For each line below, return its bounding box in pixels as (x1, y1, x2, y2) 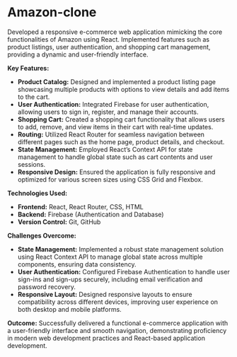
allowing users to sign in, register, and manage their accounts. (17, 107, 200, 116)
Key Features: (7, 64, 50, 72)
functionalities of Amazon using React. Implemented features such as (7, 35, 210, 43)
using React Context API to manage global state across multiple (17, 252, 203, 261)
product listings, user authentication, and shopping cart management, (7, 42, 211, 51)
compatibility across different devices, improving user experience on (17, 298, 218, 306)
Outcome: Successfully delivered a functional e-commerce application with (7, 319, 229, 327)
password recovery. (17, 282, 76, 291)
